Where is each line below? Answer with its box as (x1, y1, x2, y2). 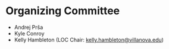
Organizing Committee (5, 4, 120, 18)
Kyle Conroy (14, 30, 45, 37)
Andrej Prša (14, 24, 43, 31)
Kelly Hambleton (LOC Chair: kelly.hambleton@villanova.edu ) (14, 36, 164, 43)
